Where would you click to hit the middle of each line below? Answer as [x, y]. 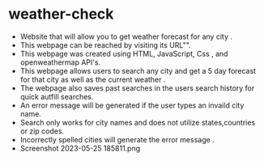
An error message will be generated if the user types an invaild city [132, 105]
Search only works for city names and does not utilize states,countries [138, 122]
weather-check [61, 14]
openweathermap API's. [60, 62]
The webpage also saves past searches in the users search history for [137, 88]
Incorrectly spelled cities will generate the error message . [117, 139]
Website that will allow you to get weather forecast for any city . [126, 36]
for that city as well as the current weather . [93, 79]
